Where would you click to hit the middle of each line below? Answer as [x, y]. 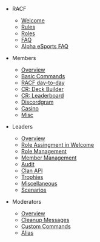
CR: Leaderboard [42, 96]
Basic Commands [43, 76]
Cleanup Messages [45, 220]
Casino [30, 108]
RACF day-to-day [43, 82]
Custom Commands [46, 226]
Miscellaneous [39, 183]
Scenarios [34, 190]
